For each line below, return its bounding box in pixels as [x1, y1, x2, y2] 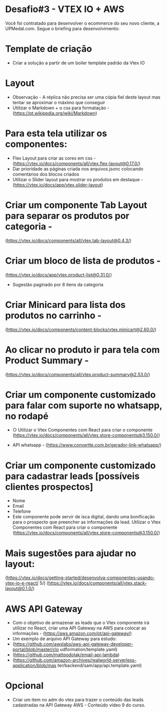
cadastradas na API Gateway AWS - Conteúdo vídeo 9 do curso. [12, 702, 145, 708]
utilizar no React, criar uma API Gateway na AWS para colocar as [12, 625, 146, 631]
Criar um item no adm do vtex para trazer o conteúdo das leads [12, 697, 144, 703]
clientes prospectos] [5, 481, 94, 493]
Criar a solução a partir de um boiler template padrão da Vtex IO [12, 59, 145, 66]
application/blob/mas [12, 663, 57, 669]
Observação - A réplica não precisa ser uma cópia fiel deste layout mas [12, 94, 160, 100]
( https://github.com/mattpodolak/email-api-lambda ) [12, 652, 120, 658]
